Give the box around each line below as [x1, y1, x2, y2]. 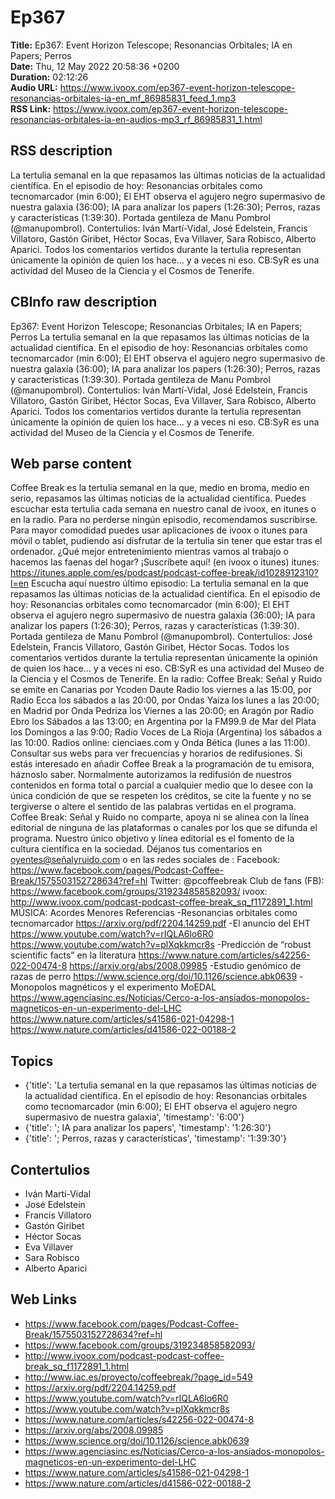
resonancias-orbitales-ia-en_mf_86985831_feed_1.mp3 [10, 92, 237, 104]
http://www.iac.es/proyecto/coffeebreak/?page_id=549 [24, 1371, 253, 1383]
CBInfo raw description [10, 294, 158, 311]
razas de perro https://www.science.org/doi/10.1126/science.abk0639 [10, 971, 298, 983]
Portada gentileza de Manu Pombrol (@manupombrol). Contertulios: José [10, 631, 313, 643]
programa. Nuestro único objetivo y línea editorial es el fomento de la [10, 832, 295, 845]
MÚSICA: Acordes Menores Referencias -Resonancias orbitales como [10, 907, 298, 919]
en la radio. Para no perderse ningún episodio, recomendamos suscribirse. [10, 514, 318, 526]
